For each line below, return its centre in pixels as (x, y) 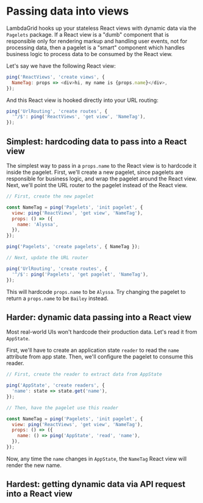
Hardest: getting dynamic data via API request (96, 484)
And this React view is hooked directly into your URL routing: (82, 100)
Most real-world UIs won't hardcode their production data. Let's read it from (102, 332)
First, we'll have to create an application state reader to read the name (93, 350)
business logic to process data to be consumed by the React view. (89, 54)
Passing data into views (68, 11)
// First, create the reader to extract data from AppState (84, 374)
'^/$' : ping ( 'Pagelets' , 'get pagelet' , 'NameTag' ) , (80, 274)
